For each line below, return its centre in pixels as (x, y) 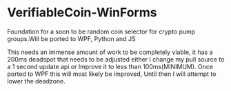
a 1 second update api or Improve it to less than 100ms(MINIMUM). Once (110, 66)
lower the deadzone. (36, 81)
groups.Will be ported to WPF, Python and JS (71, 38)
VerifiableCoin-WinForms (82, 13)
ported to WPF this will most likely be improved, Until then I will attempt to (112, 74)
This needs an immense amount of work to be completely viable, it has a (110, 52)
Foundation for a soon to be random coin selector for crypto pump (101, 31)
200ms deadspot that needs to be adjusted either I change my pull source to (116, 59)
